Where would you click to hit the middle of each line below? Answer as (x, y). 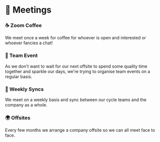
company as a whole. (26, 105)
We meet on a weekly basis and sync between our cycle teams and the (76, 100)
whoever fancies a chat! (29, 43)
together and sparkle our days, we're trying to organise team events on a (78, 71)
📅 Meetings (28, 10)
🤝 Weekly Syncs (24, 89)
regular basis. (19, 76)
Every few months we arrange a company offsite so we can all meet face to (80, 130)
